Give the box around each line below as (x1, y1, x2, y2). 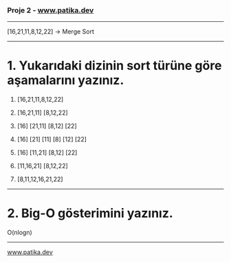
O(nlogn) (7, 229, 32, 237)
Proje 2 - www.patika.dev (7, 5, 94, 15)
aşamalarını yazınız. (7, 73, 124, 88)
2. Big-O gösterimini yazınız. (7, 205, 173, 221)
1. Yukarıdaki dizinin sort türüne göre (7, 58, 222, 73)
